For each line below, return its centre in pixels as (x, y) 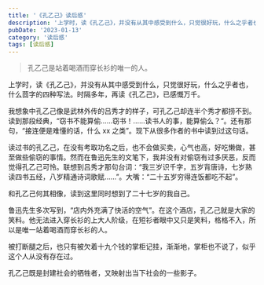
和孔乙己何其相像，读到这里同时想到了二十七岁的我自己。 (101, 194)
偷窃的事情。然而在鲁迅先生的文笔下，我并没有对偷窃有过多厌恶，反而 (142, 157)
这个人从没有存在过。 (42, 257)
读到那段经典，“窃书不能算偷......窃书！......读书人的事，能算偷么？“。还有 (126, 121)
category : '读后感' (38, 37)
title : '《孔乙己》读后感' (48, 15)
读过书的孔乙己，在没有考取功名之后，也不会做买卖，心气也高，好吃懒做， (128, 148)
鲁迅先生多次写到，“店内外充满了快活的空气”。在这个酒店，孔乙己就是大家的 (132, 210)
